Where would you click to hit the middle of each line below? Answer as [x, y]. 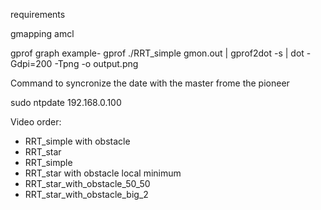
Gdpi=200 [31, 63]
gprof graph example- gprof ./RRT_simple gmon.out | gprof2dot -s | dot [157, 53]
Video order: [36, 122]
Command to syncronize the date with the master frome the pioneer [150, 83]
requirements [38, 14]
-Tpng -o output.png [96, 63]
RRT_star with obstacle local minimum [103, 173]
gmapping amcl [42, 33]
